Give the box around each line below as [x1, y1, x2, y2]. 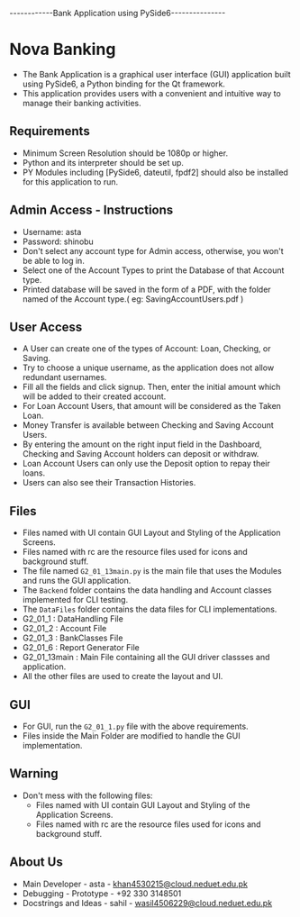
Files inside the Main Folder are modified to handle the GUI [22, 731, 241, 741]
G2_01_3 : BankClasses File [22, 632, 123, 643]
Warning [9, 766, 59, 782]
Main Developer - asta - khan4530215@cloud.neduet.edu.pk [22, 878, 248, 889]
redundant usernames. [22, 372, 107, 383]
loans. [22, 468, 46, 478]
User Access [9, 319, 83, 334]
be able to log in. [22, 255, 86, 266]
